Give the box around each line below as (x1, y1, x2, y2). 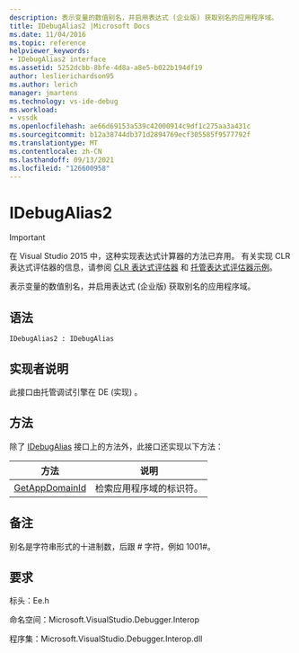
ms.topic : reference (9, 38, 87, 48)
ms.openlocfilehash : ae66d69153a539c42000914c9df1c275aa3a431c (9, 122, 251, 131)
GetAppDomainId (13, 481, 87, 494)
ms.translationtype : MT (9, 139, 99, 148)
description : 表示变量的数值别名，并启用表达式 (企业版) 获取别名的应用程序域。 (9, 13, 278, 22)
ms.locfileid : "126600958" (9, 164, 110, 173)
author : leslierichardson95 (9, 72, 115, 81)
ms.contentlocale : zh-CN (9, 147, 102, 156)
